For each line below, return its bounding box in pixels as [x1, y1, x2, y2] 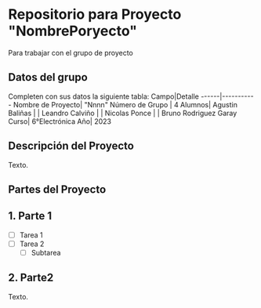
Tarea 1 [19, 230, 43, 240]
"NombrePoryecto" [8, 22, 138, 40]
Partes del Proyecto [8, 183, 107, 196]
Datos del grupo [8, 71, 88, 84]
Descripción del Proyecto [8, 140, 135, 153]
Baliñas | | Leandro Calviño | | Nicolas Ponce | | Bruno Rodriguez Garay [8, 108, 237, 118]
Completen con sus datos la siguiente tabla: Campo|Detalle [8, 92, 200, 101]
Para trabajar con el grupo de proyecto [8, 48, 133, 57]
